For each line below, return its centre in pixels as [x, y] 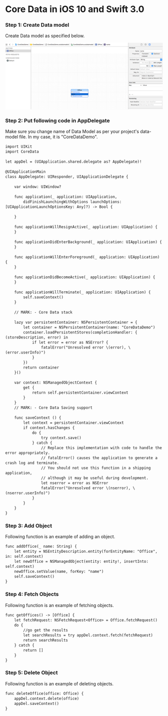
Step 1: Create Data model [37, 25]
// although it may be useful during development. [95, 478]
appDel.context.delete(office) [47, 698]
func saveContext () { [38, 418]
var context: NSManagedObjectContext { [56, 383]
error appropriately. [28, 453]
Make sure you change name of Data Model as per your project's [72, 131]
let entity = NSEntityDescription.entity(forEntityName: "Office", [86, 552]
